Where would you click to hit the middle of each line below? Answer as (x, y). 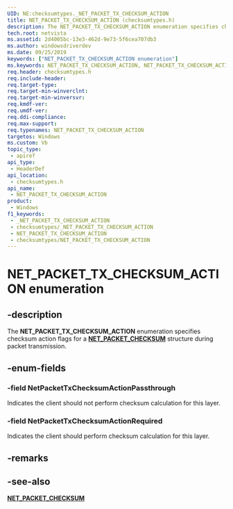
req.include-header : (37, 78)
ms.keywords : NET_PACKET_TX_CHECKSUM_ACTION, (74, 65)
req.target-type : (32, 85)
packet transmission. (37, 346)
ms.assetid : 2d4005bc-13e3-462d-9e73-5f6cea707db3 (82, 40)
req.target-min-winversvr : (46, 98)
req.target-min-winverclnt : (48, 91)
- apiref (23, 156)
